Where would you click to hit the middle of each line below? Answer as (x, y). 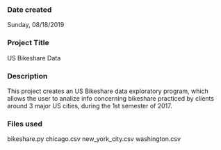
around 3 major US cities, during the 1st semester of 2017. (90, 106)
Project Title (28, 43)
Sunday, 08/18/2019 (36, 25)
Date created (30, 10)
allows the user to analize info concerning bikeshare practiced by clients (110, 98)
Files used (25, 124)
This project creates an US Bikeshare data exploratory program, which (108, 91)
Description (27, 76)
